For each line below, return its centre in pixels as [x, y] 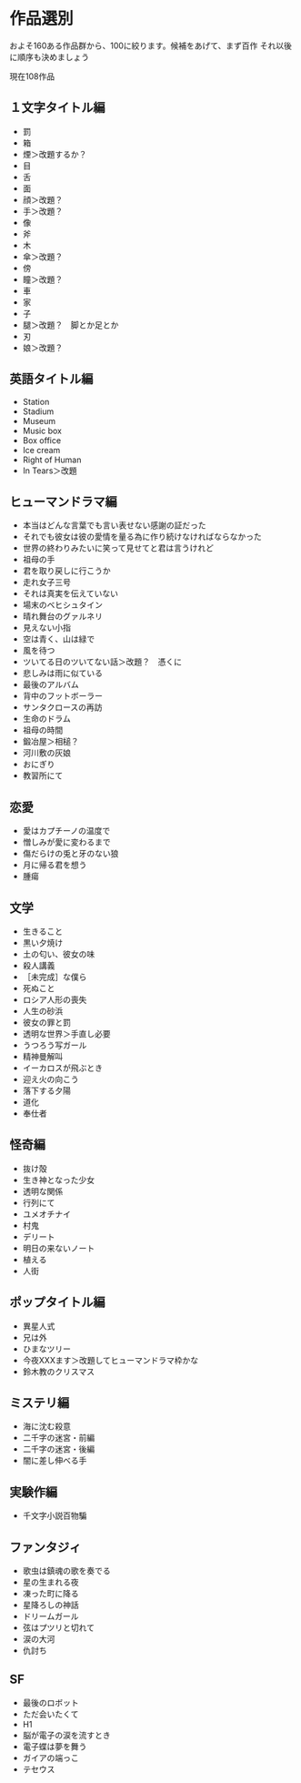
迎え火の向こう [50, 1079]
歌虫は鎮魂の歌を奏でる [66, 1571]
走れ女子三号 [46, 583]
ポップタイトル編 [57, 1302]
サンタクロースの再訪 [62, 707]
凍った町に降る [50, 1594]
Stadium [38, 411]
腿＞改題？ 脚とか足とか [70, 325]
